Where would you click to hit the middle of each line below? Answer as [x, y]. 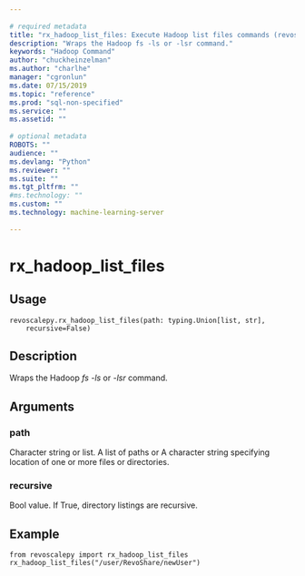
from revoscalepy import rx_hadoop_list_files [99, 555]
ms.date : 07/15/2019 [49, 86]
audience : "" [34, 153]
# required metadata [49, 26]
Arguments [42, 406]
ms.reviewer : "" [40, 170]
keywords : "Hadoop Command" [63, 52]
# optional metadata [49, 136]
